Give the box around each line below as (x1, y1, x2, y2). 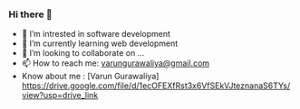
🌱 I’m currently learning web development (21, 38, 179, 49)
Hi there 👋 (8, 8, 53, 21)
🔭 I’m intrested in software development (21, 29, 171, 40)
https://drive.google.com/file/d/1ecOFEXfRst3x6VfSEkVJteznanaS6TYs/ (21, 80, 291, 91)
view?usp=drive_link (21, 90, 99, 101)
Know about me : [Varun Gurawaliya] (21, 71, 160, 82)
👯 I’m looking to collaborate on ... (21, 48, 145, 59)
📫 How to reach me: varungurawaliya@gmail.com (21, 58, 210, 68)
